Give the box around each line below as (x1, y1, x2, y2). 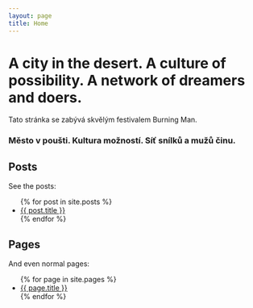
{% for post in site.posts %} (19, 197, 113, 206)
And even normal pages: (8, 259, 90, 268)
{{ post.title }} (19, 206, 66, 215)
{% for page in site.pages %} (19, 274, 117, 284)
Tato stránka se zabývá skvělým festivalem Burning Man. (8, 114, 197, 125)
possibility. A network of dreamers (8, 71, 246, 89)
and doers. (8, 88, 82, 106)
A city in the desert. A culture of (8, 54, 227, 73)
